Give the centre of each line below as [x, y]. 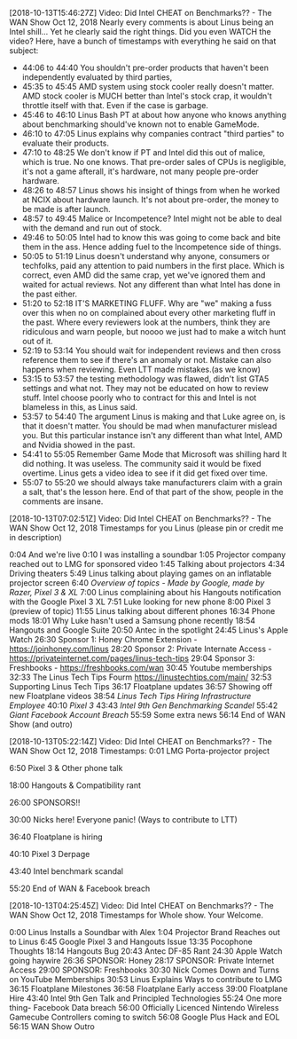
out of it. [37, 341]
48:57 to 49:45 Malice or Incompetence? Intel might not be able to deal [152, 218]
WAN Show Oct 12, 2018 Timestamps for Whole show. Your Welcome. [137, 915]
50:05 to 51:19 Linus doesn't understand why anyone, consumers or [146, 256]
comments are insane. [63, 501]
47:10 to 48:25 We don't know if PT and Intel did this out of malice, [144, 153]
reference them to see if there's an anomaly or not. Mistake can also [147, 360]
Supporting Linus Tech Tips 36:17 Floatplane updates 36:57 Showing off [141, 686]
